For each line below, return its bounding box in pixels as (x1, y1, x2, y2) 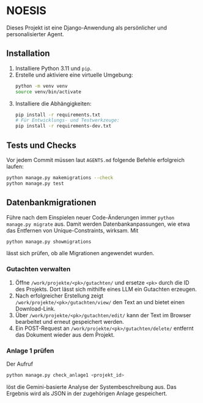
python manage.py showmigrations (6, 239, 92, 245)
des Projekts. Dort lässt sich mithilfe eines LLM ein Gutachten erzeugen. (15, 285, 197, 293)
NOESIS (6, 4, 47, 18)
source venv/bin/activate (15, 88, 81, 95)
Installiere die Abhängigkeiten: (15, 99, 92, 107)
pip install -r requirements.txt (15, 112, 101, 118)
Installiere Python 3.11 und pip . (15, 64, 92, 72)
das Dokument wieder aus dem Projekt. (15, 331, 115, 338)
